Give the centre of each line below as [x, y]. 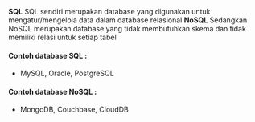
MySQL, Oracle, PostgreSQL [67, 73]
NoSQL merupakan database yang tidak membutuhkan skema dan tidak [127, 28]
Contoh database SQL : [48, 55]
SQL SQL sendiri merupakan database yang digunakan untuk [109, 12]
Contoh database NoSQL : [53, 91]
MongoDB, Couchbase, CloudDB [74, 110]
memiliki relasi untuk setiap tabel [62, 37]
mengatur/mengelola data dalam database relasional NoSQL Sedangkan [128, 20]
